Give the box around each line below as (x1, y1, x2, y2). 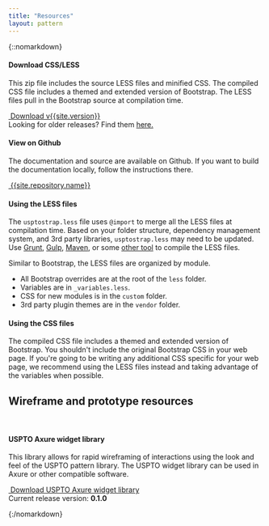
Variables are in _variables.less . (19, 282, 131, 292)
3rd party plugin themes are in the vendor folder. (19, 300, 181, 310)
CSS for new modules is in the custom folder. (19, 291, 168, 301)
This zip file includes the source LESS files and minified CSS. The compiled (8, 78, 258, 87)
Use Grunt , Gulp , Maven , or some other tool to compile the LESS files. (8, 243, 241, 252)
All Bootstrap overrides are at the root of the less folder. (19, 274, 207, 284)
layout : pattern (8, 19, 63, 28)
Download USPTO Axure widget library (10, 485, 140, 494)
